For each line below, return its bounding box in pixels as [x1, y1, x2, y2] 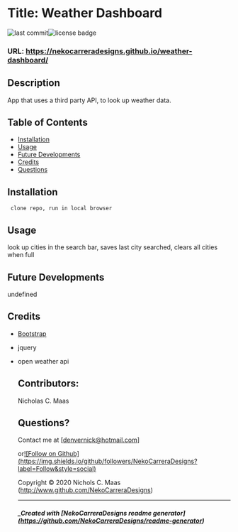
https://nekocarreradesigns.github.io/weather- [25, 46, 193, 56]
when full [7, 251, 35, 259]
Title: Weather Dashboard [7, 5, 163, 21]
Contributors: [17, 378, 79, 390]
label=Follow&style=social [17, 465, 94, 473]
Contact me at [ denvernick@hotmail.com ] [17, 435, 140, 445]
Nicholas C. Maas [17, 396, 69, 405]
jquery [17, 343, 37, 352]
